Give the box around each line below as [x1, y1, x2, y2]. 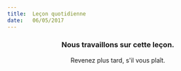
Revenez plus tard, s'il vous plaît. [70, 56, 166, 64]
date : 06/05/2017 [7, 17, 65, 24]
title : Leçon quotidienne [7, 10, 86, 18]
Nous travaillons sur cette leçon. [61, 40, 175, 50]
